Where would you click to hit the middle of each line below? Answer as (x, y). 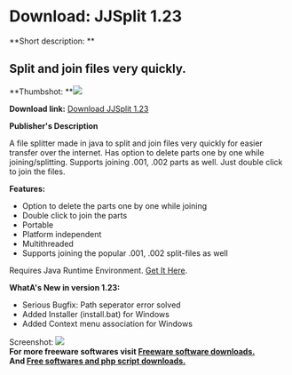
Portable (38, 225)
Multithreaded (47, 243)
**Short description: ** (52, 41)
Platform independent (62, 234)
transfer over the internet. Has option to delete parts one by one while (137, 152)
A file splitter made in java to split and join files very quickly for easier (136, 143)
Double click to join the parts (75, 215)
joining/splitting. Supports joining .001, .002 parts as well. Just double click (146, 162)
